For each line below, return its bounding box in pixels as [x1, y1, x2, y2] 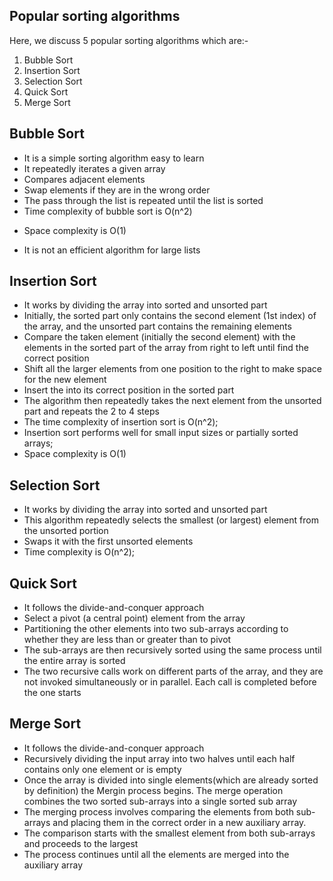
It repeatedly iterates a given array [23, 162, 166, 174]
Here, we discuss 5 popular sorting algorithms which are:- [9, 34, 249, 46]
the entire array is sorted [23, 655, 126, 667]
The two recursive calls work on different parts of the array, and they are [23, 665, 324, 678]
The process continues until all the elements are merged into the [23, 848, 290, 860]
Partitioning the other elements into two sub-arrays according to [23, 623, 289, 635]
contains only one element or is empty [23, 763, 182, 775]
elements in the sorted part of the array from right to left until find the [23, 342, 309, 354]
